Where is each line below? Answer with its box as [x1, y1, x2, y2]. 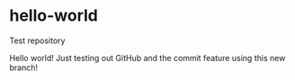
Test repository [9, 35, 66, 46]
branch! [9, 62, 39, 73]
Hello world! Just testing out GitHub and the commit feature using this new [9, 52, 286, 63]
